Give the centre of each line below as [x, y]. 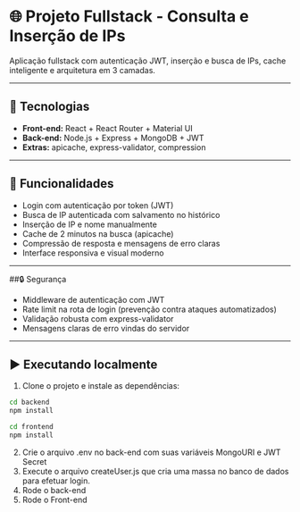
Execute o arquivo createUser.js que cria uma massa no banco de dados [155, 471]
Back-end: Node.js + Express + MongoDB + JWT [113, 138]
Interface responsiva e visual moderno [93, 253]
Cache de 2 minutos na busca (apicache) [98, 233]
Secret [34, 461]
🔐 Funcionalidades [62, 184]
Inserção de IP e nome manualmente [90, 224]
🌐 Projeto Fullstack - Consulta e [129, 17]
